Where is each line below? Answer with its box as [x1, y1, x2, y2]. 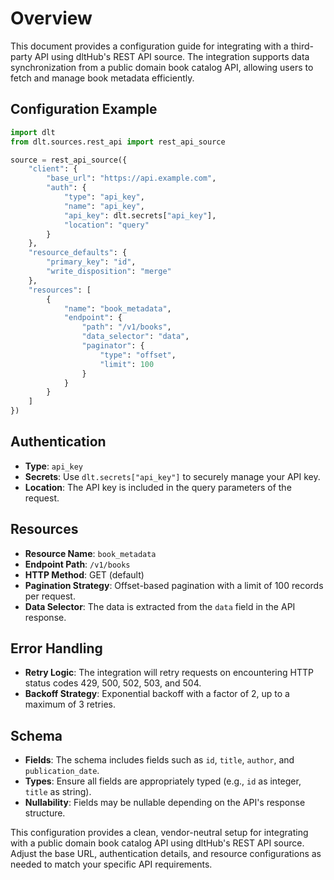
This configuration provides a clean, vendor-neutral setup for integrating [10, 827, 309, 839]
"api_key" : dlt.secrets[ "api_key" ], [63, 210, 217, 221]
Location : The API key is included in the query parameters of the [24, 481, 292, 493]
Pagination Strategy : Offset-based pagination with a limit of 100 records [24, 579, 324, 591]
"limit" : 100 [99, 359, 155, 369]
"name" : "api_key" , [63, 201, 145, 211]
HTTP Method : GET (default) [24, 568, 145, 581]
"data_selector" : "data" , [81, 332, 190, 342]
